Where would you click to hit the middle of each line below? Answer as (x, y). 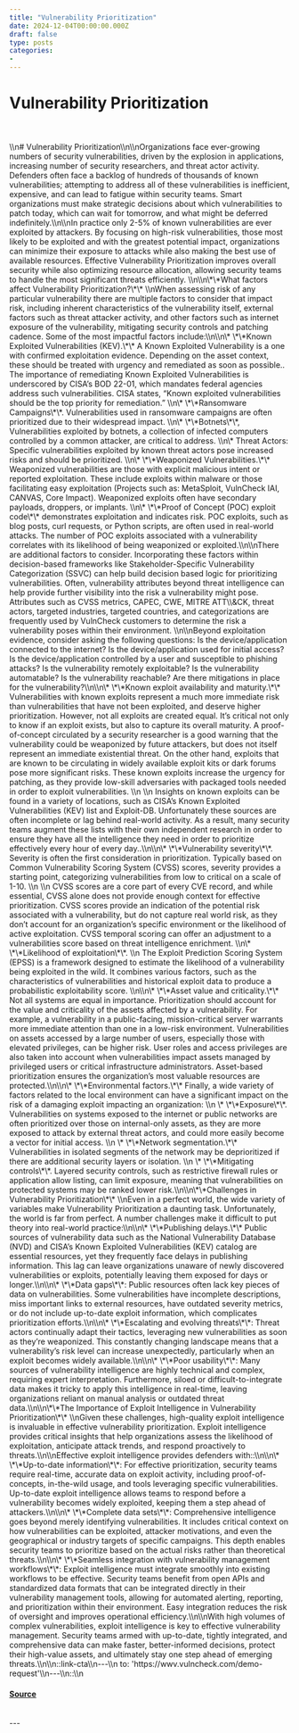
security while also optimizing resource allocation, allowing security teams (145, 269)
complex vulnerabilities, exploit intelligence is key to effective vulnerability (145, 1626)
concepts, (28, 1483)
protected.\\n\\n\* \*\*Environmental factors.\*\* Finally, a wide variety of (141, 1085)
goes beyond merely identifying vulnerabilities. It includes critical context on (149, 1522)
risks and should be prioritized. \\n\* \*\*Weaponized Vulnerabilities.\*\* (140, 460)
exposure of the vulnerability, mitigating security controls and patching (139, 327)
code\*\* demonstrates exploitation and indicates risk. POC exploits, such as (149, 516)
